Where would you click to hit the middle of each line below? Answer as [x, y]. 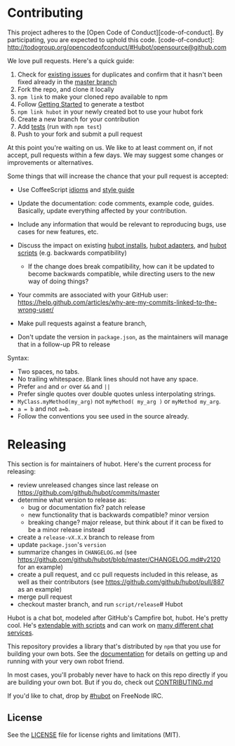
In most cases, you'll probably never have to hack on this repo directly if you [117, 674]
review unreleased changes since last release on [88, 484]
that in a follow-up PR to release [64, 344]
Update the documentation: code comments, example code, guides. [116, 203]
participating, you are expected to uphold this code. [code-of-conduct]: [111, 39]
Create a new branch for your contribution [78, 119]
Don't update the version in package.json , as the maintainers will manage [123, 337]
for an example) [40, 567]
